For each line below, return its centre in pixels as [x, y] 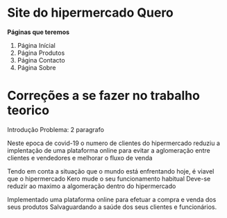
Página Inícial [36, 45]
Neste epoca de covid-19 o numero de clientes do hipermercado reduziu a [113, 143]
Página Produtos [41, 53]
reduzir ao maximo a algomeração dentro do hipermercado [92, 186]
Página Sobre [36, 67]
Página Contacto [41, 60]
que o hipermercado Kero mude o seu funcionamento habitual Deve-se [109, 178]
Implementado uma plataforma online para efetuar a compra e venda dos [112, 199]
